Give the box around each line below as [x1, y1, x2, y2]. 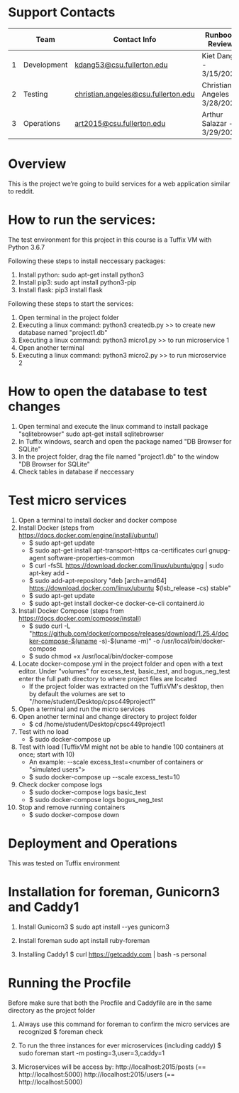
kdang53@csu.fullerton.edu [74, 60, 169, 70]
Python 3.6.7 [8, 242, 45, 251]
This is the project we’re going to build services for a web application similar [8, 179, 230, 188]
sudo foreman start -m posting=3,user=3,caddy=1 [18, 1048, 165, 1057]
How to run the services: [8, 212, 156, 228]
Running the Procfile [8, 975, 131, 991]
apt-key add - [28, 568, 70, 577]
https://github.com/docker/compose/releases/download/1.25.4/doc [32, 629, 229, 637]
